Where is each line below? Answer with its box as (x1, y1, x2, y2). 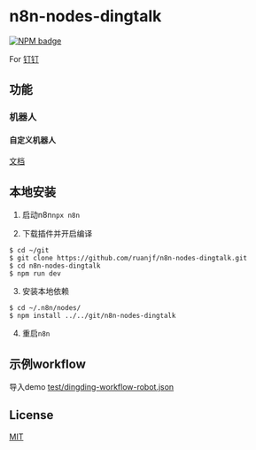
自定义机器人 (9, 135, 56, 145)
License (9, 407, 54, 423)
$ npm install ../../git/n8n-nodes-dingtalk (9, 312, 176, 321)
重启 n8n (21, 328, 50, 338)
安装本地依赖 (21, 286, 69, 297)
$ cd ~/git (9, 246, 50, 255)
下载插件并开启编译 (21, 229, 93, 239)
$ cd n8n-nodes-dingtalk (9, 261, 101, 271)
